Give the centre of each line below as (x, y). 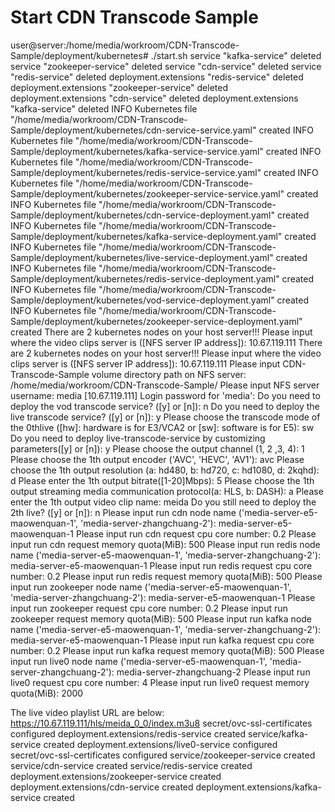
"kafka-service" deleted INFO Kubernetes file (104, 108)
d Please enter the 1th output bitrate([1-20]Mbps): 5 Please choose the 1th (162, 480)
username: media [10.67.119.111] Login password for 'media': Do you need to (165, 395)
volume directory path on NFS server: (169, 374)
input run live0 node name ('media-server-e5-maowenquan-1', (139, 661)
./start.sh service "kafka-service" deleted (236, 55)
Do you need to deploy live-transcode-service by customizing (138, 438)
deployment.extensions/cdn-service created (102, 787)
